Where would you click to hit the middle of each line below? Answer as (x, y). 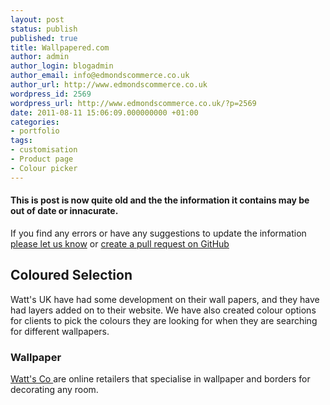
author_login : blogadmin (62, 66)
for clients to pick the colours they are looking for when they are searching (164, 320)
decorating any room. (54, 389)
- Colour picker (44, 168)
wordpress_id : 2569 (51, 94)
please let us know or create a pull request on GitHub (120, 243)
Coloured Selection (71, 275)
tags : (21, 141)
